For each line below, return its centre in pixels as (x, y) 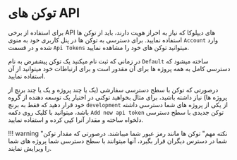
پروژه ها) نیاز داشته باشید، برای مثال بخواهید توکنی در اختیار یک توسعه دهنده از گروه (118, 97)
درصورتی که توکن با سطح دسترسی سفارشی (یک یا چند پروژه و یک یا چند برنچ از (113, 90)
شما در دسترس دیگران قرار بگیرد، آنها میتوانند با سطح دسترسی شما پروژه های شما (118, 141)
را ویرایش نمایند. (30, 148)
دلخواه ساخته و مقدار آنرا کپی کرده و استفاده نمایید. (76, 119)
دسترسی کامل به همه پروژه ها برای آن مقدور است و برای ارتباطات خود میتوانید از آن (119, 68)
